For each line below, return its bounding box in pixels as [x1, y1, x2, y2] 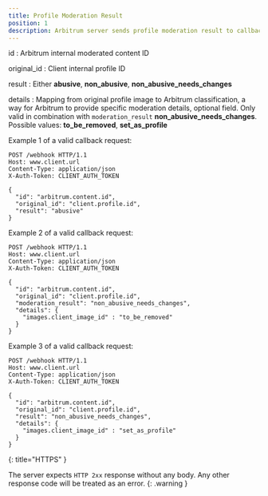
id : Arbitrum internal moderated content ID [8, 49, 150, 58]
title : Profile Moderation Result [8, 11, 124, 20]
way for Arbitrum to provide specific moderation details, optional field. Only [8, 103, 256, 113]
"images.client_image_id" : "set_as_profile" [22, 427, 177, 435]
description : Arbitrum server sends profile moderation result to [8, 26, 234, 34]
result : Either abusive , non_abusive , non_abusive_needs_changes [8, 79, 233, 89]
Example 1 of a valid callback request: [8, 136, 132, 145]
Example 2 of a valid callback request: [8, 228, 134, 238]
